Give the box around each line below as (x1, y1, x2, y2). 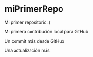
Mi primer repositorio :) (4, 19, 51, 25)
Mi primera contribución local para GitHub (4, 28, 89, 34)
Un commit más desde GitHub (4, 38, 65, 44)
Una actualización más (4, 47, 50, 53)
